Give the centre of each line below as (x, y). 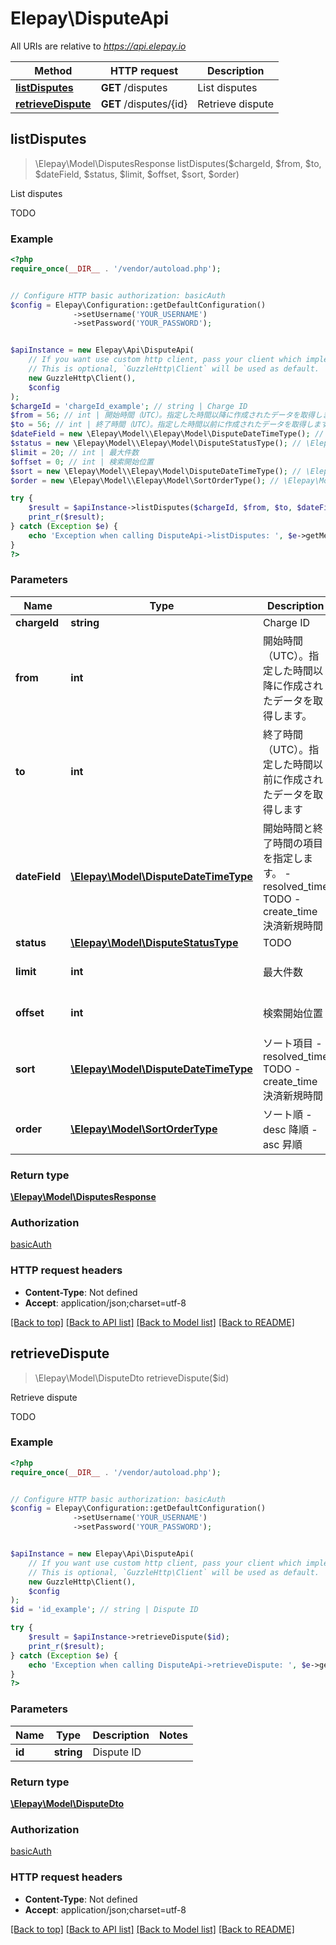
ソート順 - (287, 1114)
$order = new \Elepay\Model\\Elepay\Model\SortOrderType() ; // (145, 480)
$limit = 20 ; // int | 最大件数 (75, 452)
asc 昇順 (282, 1144)
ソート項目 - (292, 1043)
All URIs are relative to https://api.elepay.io (98, 46)
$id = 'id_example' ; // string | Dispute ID (104, 1610)
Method (53, 70)
